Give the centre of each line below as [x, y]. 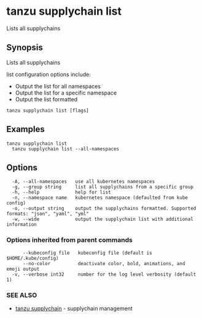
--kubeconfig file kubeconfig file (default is [87, 253]
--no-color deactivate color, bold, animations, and [104, 263]
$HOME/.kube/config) [33, 258]
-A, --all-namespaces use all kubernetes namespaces [84, 182]
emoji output [23, 269]
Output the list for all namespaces [58, 86]
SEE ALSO [22, 295]
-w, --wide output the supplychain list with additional [103, 219]
